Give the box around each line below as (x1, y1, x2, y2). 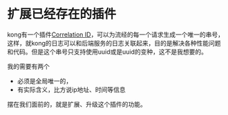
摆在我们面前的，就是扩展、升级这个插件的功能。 (7, 100, 146, 108)
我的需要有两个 (7, 62, 50, 70)
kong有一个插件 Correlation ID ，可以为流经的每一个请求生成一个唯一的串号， (7, 30, 225, 39)
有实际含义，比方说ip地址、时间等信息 (17, 85, 126, 94)
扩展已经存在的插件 (7, 6, 117, 22)
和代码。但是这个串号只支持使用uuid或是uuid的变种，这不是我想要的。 (7, 48, 208, 56)
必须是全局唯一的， (17, 76, 73, 85)
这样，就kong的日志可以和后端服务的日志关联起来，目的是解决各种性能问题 (7, 39, 221, 47)
